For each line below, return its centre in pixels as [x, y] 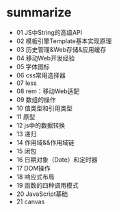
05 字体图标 [33, 66]
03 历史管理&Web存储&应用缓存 [61, 49]
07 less [26, 83]
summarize [39, 13]
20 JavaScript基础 [42, 194]
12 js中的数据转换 [41, 125]
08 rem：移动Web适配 [48, 91]
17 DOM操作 [33, 168]
